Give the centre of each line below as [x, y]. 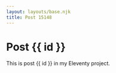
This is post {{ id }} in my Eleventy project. [58, 63]
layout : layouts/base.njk [38, 12]
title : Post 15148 [29, 17]
